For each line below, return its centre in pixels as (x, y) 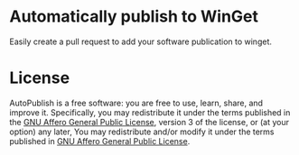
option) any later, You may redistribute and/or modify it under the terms (142, 132)
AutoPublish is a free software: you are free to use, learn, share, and (136, 103)
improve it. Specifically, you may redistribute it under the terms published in (150, 112)
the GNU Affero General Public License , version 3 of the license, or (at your (149, 122)
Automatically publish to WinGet (134, 17)
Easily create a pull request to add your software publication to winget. (141, 41)
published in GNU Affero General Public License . (100, 141)
